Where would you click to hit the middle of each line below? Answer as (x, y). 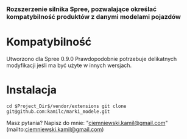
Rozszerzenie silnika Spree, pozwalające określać (82, 9)
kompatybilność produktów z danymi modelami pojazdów (94, 16)
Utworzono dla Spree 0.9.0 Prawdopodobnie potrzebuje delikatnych (92, 59)
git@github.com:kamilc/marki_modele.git (58, 112)
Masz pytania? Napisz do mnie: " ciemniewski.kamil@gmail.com (86, 123)
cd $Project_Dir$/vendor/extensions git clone (66, 106)
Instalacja (31, 90)
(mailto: (16, 129)
